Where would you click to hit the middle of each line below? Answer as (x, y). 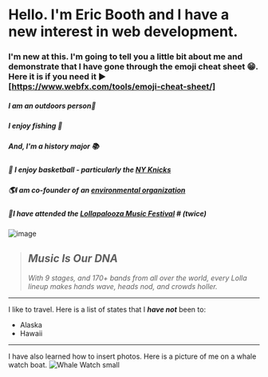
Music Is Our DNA (73, 258)
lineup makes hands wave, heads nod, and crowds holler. (122, 286)
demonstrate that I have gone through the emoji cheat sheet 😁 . (133, 67)
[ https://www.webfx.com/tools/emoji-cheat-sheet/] (112, 87)
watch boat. (28, 364)
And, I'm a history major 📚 (54, 146)
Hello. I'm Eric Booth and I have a (119, 15)
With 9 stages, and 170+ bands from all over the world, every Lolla (137, 278)
